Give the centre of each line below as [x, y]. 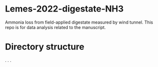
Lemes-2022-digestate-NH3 [64, 9]
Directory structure [45, 47]
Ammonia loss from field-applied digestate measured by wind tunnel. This [79, 22]
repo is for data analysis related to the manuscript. [55, 27]
